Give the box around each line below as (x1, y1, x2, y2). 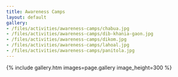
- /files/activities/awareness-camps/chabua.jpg (6, 25, 130, 32)
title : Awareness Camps (6, 8, 66, 15)
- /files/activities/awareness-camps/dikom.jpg (6, 36, 127, 42)
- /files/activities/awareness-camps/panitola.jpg (6, 48, 135, 54)
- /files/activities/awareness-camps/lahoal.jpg (6, 42, 130, 48)
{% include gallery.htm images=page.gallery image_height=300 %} (6, 64, 172, 71)
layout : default (6, 14, 47, 20)
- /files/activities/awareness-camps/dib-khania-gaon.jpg (6, 31, 154, 37)
